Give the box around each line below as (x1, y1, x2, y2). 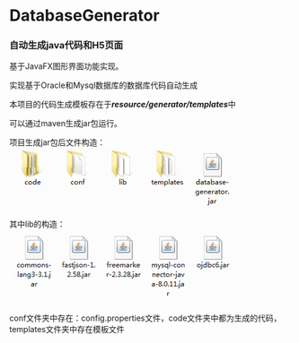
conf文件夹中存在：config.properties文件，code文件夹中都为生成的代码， (9, 313, 282, 323)
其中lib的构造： (9, 219, 66, 229)
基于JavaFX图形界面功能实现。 (9, 61, 124, 72)
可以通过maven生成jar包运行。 (9, 118, 123, 129)
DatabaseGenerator (9, 5, 160, 26)
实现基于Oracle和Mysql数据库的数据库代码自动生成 (9, 80, 198, 90)
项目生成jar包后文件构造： (9, 137, 106, 148)
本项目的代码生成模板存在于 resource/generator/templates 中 (9, 99, 236, 110)
